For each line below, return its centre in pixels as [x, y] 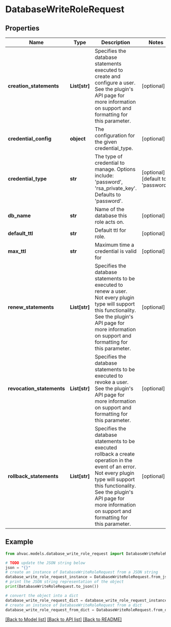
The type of [109, 156]
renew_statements [31, 307]
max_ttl [17, 251]
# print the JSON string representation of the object [65, 582]
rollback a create [115, 454]
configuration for [115, 136]
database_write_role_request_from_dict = [50, 610]
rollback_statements [33, 476]
